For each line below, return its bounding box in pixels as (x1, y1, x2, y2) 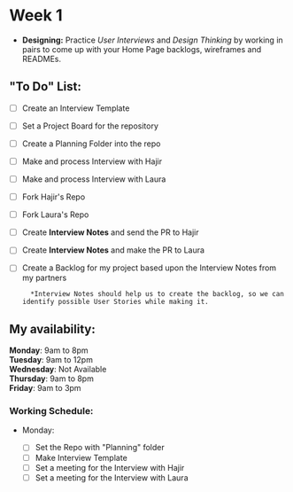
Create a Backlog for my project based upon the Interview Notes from (21, 262, 277, 273)
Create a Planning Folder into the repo (21, 138, 161, 149)
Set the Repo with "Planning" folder (35, 442, 166, 453)
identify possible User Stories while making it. (21, 298, 210, 307)
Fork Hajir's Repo (21, 191, 86, 202)
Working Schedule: (9, 405, 94, 418)
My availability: (9, 321, 96, 337)
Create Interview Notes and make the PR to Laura (21, 245, 205, 255)
